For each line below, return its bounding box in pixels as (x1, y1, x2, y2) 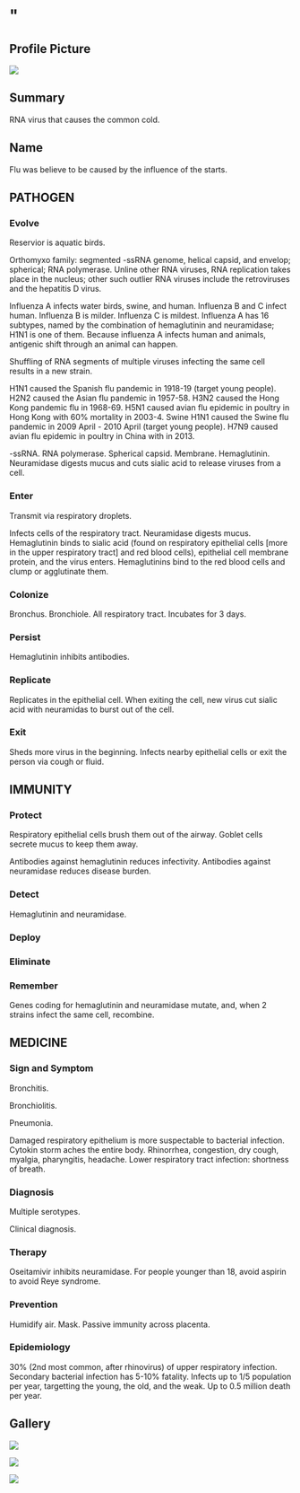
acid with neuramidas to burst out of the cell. (9, 704, 175, 715)
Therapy (9, 1245, 47, 1258)
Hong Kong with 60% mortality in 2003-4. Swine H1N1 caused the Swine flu (9, 412, 289, 423)
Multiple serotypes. (9, 1206, 81, 1216)
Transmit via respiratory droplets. (9, 510, 133, 521)
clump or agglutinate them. (9, 566, 109, 576)
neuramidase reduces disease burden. (9, 865, 151, 876)
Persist (9, 630, 41, 643)
